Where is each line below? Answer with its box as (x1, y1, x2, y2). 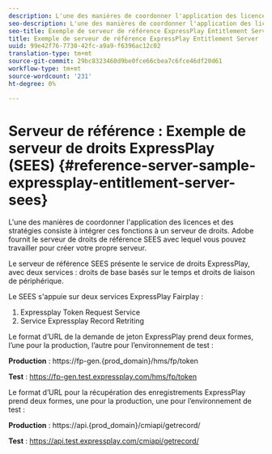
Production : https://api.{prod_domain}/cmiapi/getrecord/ (8, 421, 201, 430)
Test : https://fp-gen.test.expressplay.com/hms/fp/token (8, 372, 197, 382)
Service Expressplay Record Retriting (19, 316, 144, 326)
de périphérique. (8, 276, 65, 286)
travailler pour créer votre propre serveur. (8, 243, 147, 253)
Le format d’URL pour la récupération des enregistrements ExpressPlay (8, 388, 246, 397)
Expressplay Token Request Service (19, 307, 140, 317)
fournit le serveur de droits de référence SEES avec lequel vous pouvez (8, 234, 247, 244)
